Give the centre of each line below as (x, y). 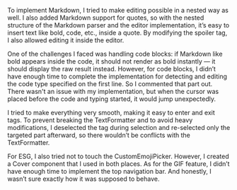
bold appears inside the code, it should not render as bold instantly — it (111, 61)
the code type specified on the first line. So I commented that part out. (110, 84)
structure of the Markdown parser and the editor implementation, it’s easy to (118, 25)
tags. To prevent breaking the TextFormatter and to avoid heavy (100, 120)
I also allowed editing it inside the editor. (66, 40)
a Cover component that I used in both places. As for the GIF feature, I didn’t (118, 164)
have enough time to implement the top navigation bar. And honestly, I (110, 171)
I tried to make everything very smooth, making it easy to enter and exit (111, 113)
